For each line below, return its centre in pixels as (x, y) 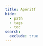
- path (16, 18)
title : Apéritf (21, 9)
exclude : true (24, 36)
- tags (16, 23)
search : (13, 32)
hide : (11, 14)
